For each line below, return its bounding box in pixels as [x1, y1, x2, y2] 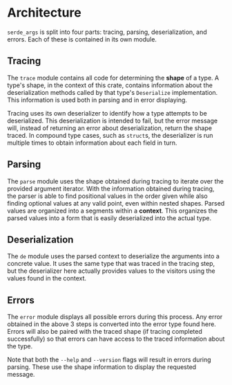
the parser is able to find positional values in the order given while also [7, 192, 209, 200]
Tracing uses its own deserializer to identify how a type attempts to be [7, 109, 207, 117]
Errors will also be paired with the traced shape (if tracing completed [7, 328, 202, 336]
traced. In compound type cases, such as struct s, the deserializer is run [7, 131, 213, 139]
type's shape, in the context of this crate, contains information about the [7, 81, 213, 89]
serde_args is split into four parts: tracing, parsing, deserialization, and [7, 28, 207, 36]
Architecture [7, 5, 81, 21]
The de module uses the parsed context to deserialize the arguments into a [7, 252, 220, 260]
